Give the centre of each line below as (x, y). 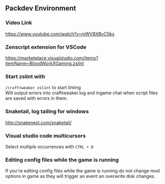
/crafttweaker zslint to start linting (43, 88)
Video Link (19, 23)
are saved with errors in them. (37, 98)
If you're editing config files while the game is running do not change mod (82, 171)
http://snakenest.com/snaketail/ (39, 122)
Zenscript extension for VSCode (46, 47)
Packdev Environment (41, 8)
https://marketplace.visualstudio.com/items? (52, 58)
